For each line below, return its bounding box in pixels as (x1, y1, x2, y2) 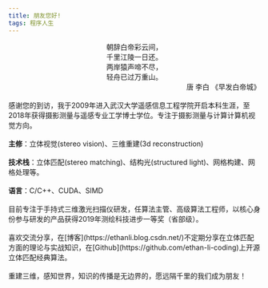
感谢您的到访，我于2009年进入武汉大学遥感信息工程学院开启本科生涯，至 (8, 101, 250, 110)
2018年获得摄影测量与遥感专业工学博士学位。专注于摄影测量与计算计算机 (8, 110, 249, 120)
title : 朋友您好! (8, 11, 62, 20)
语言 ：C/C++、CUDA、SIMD (8, 185, 104, 195)
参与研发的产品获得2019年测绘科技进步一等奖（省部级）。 (14, 214, 203, 223)
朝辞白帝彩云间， (106, 41, 162, 52)
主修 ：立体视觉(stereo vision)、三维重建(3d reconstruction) (8, 139, 204, 148)
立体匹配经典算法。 (8, 252, 72, 262)
